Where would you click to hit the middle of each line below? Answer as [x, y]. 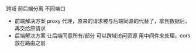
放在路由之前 [30, 43]
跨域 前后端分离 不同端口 [36, 8]
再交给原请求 [30, 28]
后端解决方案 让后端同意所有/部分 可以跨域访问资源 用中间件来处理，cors [102, 36]
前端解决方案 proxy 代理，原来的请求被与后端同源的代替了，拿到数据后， [102, 21]
